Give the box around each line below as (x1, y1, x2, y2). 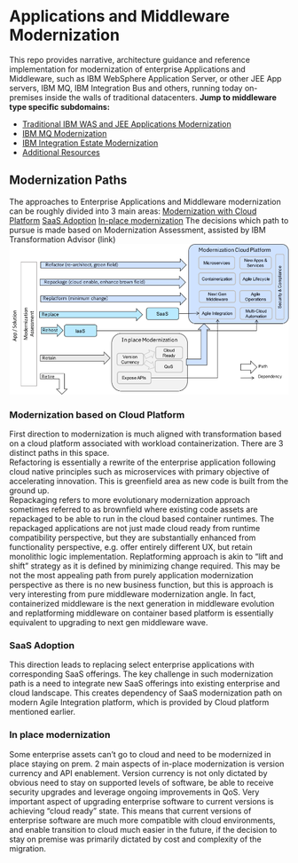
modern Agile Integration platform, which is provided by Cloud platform (9, 697, 270, 708)
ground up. (9, 485, 50, 496)
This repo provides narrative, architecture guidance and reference (9, 54, 251, 65)
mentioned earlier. (9, 707, 76, 718)
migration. (9, 843, 47, 853)
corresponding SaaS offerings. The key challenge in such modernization (9, 669, 273, 679)
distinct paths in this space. (9, 447, 110, 458)
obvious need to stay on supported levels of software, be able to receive (9, 777, 274, 788)
